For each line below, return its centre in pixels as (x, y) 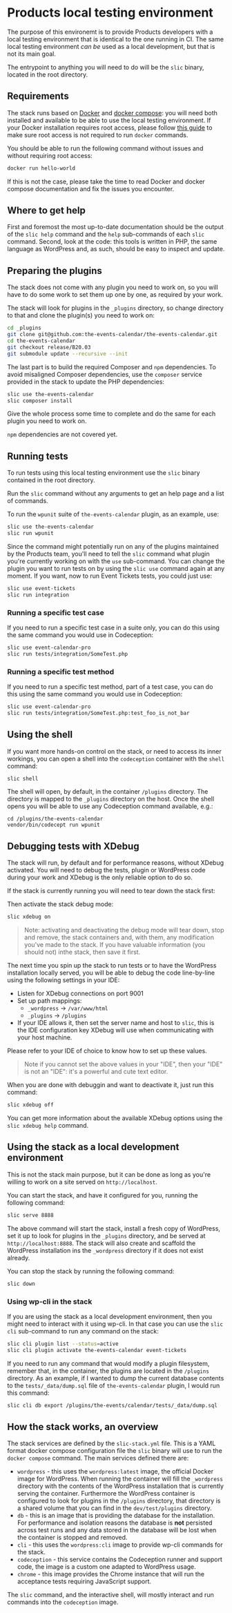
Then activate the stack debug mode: (60, 904)
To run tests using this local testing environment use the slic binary (104, 473)
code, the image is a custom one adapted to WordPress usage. (107, 1567)
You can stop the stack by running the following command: (91, 1271)
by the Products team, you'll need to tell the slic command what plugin (108, 554)
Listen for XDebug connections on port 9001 (80, 994)
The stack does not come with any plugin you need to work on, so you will (113, 287)
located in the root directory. (48, 75)
